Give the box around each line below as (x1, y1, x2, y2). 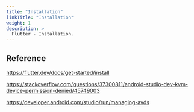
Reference (6, 53, 46, 63)
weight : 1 (6, 20, 31, 26)
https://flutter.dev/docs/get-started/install (6, 69, 110, 76)
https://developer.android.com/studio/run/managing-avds (6, 98, 149, 105)
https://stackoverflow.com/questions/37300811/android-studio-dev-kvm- (6, 80, 189, 87)
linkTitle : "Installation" (6, 14, 74, 20)
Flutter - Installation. (11, 31, 74, 37)
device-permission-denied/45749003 (6, 87, 101, 94)
